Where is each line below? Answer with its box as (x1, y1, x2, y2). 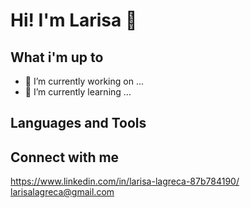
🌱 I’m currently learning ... (24, 86, 132, 98)
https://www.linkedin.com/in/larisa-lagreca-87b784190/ (10, 175, 240, 188)
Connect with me (10, 149, 120, 166)
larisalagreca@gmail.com (10, 186, 115, 198)
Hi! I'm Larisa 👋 (10, 9, 138, 32)
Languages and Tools (10, 115, 147, 132)
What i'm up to (10, 49, 104, 66)
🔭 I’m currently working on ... (24, 75, 144, 87)
